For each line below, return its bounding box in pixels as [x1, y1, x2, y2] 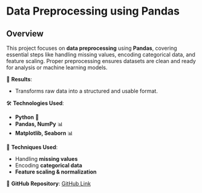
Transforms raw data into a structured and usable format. [15, 87, 158, 95]
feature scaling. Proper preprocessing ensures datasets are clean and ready [6, 58, 197, 64]
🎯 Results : [6, 76, 32, 83]
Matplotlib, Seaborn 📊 [15, 129, 74, 137]
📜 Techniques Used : [6, 144, 58, 151]
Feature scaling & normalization [15, 168, 97, 175]
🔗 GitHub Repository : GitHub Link [6, 180, 91, 187]
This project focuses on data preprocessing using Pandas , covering [6, 44, 177, 52]
